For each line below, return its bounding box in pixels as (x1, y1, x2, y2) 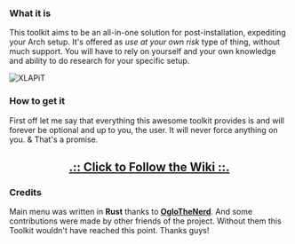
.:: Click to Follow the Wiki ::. (68, 159, 230, 175)
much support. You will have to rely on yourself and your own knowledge (9, 46, 277, 57)
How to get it (9, 95, 65, 107)
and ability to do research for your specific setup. (9, 56, 190, 67)
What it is (9, 7, 52, 20)
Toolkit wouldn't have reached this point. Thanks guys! (9, 225, 210, 236)
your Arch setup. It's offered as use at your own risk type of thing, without (9, 36, 281, 47)
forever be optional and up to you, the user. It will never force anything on (9, 124, 278, 135)
